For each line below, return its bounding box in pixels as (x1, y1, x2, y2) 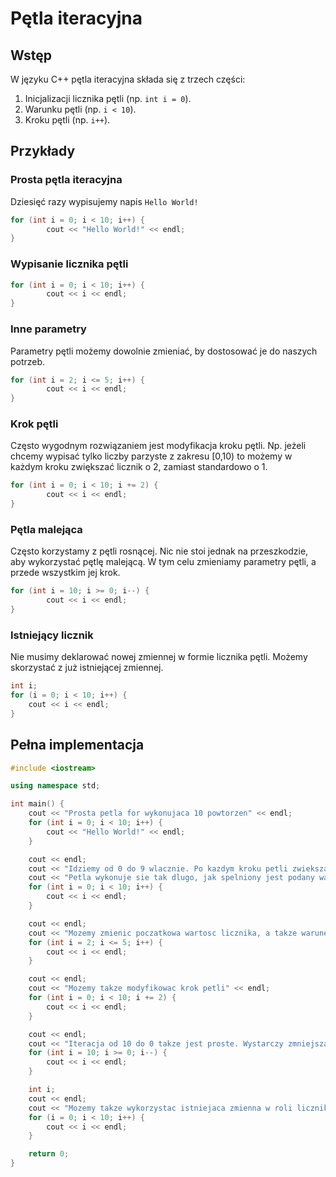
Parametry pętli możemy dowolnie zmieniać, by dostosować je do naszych (10, 345, 318, 357)
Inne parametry (10, 322, 87, 336)
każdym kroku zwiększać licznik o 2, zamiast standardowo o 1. (10, 461, 268, 473)
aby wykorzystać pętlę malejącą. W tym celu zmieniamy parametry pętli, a (10, 556, 317, 568)
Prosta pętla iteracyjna (10, 173, 123, 187)
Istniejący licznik (10, 628, 94, 642)
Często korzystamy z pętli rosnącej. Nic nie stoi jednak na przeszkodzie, (10, 545, 309, 557)
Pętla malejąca (10, 523, 83, 536)
